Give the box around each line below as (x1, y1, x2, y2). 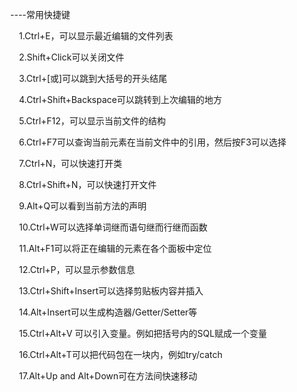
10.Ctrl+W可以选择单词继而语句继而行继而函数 (18, 221, 208, 233)
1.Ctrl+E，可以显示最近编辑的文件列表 (18, 30, 174, 42)
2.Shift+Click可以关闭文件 (18, 51, 125, 63)
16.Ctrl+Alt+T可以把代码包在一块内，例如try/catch (18, 349, 223, 360)
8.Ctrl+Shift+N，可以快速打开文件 (18, 179, 158, 190)
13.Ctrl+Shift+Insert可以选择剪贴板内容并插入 (18, 285, 204, 297)
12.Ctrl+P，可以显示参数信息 (18, 264, 136, 275)
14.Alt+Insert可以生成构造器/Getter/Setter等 (18, 306, 198, 318)
